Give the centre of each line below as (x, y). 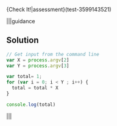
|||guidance (21, 21)
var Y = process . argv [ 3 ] (38, 66)
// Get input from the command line (53, 54)
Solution (23, 40)
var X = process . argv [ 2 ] (38, 60)
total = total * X (35, 88)
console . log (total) (31, 104)
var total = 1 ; (24, 77)
